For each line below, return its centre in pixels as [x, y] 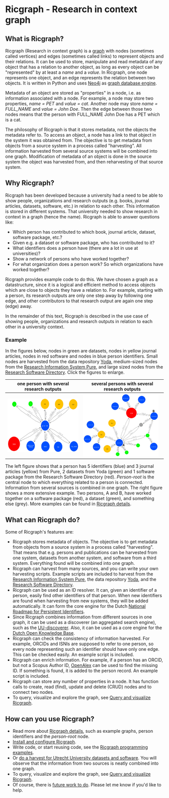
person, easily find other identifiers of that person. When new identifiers [87, 596]
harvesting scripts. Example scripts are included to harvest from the [83, 574]
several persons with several [122, 383]
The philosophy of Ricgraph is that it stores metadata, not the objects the [81, 129]
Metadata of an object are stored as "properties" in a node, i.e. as [73, 93]
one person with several [43, 383]
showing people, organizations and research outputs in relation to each [79, 321]
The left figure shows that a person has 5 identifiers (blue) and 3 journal [80, 466]
